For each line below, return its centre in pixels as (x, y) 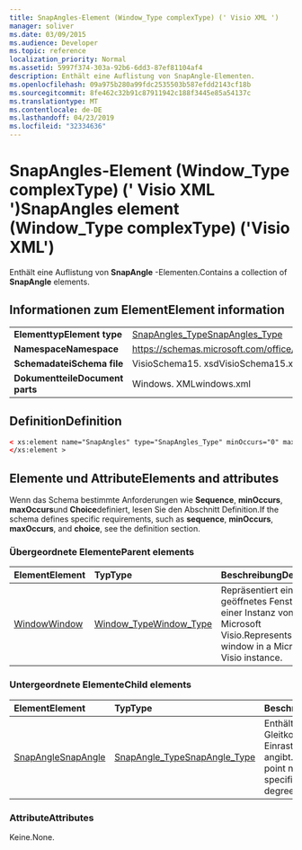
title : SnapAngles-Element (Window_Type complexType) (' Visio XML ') (144, 18)
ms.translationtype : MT (54, 101)
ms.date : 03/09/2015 (48, 34)
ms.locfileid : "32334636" (58, 127)
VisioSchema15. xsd (175, 363)
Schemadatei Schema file (69, 363)
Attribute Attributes (52, 818)
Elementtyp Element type (68, 334)
